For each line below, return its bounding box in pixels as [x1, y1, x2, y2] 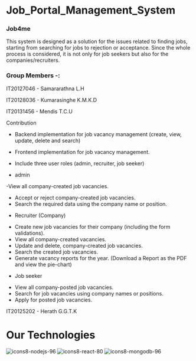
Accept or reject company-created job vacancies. [14, 194, 136, 201]
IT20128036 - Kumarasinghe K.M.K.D [6, 96, 97, 103]
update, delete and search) [14, 137, 81, 144]
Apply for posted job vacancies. [14, 296, 93, 303]
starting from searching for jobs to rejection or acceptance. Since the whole [6, 44, 191, 51]
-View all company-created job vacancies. [6, 182, 109, 189]
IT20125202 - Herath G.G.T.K [6, 307, 77, 314]
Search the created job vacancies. [14, 248, 99, 255]
